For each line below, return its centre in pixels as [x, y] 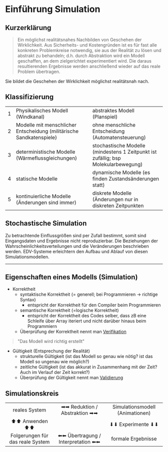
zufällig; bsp [106, 158]
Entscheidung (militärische [47, 131]
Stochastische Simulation [46, 223]
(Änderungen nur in [115, 199]
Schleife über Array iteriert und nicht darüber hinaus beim [87, 321]
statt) [98, 185]
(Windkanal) [30, 117]
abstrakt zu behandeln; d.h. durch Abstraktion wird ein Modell [81, 56]
